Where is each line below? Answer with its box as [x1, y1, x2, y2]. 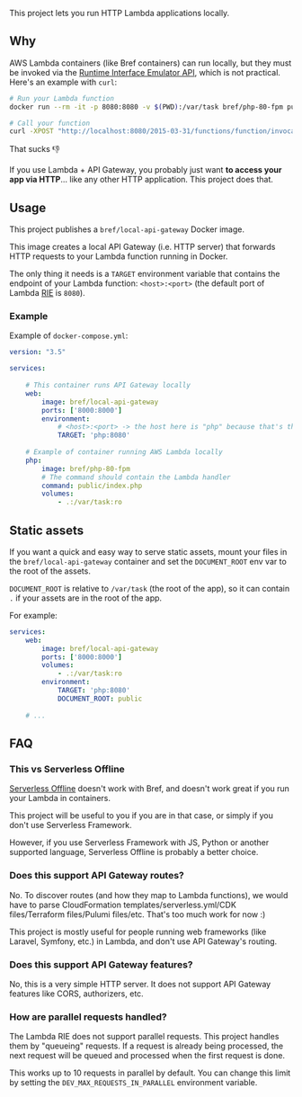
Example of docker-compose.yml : [9, 330, 129, 341]
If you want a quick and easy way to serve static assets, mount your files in [9, 546, 288, 557]
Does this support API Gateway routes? [9, 870, 184, 882]
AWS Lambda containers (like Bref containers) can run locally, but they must [9, 58, 292, 68]
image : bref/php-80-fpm [41, 464, 130, 473]
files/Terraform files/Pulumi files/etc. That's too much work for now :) [9, 908, 266, 920]
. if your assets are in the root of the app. [9, 593, 163, 603]
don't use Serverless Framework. [9, 820, 132, 831]
